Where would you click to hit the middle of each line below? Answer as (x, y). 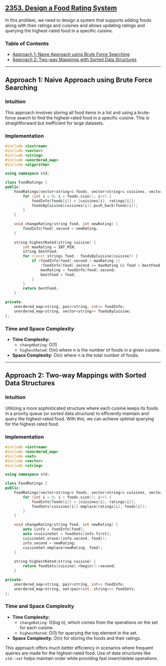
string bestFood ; (41, 252)
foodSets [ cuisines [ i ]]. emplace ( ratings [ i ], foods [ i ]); (89, 506)
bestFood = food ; (58, 275)
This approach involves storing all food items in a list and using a (71, 112)
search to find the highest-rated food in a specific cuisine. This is (83, 118)
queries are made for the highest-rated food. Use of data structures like (78, 653)
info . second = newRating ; (50, 543)
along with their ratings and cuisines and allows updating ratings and (75, 25)
